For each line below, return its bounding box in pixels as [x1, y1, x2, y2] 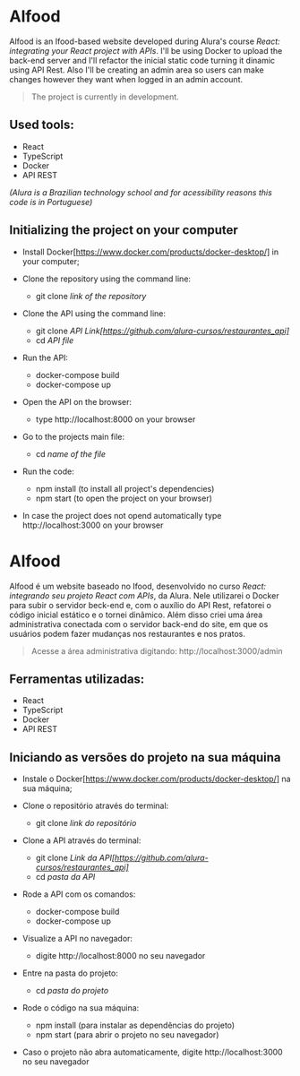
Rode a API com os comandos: [21, 889, 136, 900]
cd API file [35, 334, 74, 346]
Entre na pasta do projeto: [21, 968, 119, 978]
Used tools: [9, 117, 74, 133]
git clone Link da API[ [35, 853, 116, 864]
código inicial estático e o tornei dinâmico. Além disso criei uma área [9, 609, 263, 620]
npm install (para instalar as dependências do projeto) [35, 1020, 236, 1031]
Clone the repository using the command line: [21, 273, 191, 284]
